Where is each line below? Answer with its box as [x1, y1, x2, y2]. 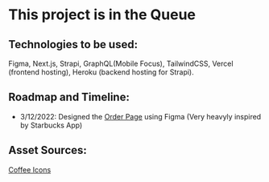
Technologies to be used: [8, 38, 139, 51]
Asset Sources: [8, 144, 87, 157]
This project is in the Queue [8, 6, 196, 24]
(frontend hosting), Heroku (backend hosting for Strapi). [8, 67, 195, 77]
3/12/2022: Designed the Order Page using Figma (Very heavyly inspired [19, 111, 262, 121]
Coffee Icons [8, 164, 52, 174]
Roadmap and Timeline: [8, 91, 130, 104]
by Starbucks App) [19, 120, 83, 130]
